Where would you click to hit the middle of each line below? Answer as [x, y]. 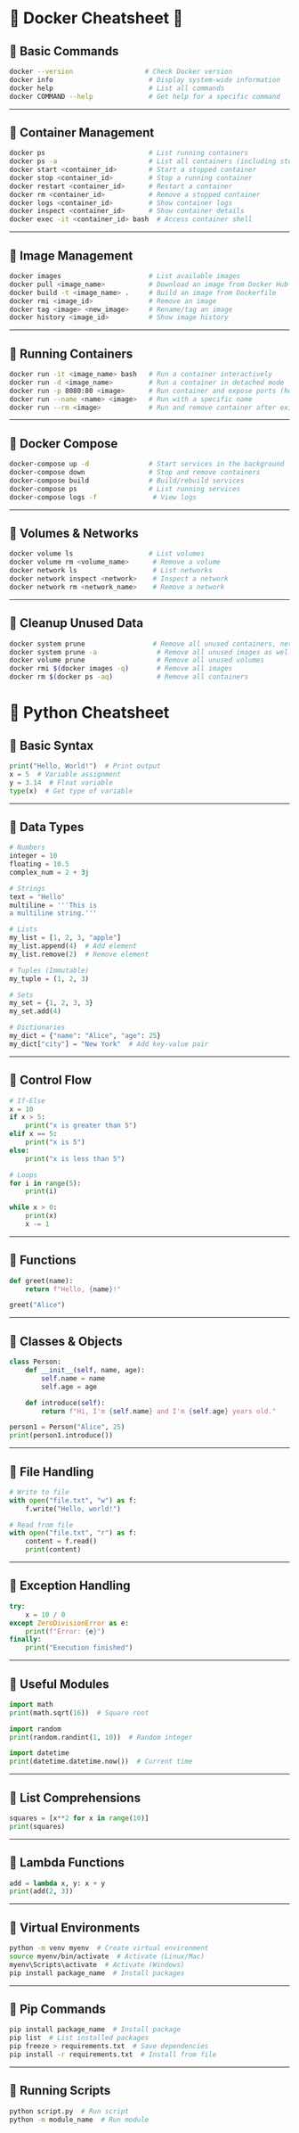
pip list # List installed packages [79, 2038]
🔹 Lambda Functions [67, 1863]
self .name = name [73, 1378]
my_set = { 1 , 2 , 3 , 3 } [51, 1003]
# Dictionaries [37, 1028]
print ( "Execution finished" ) [79, 1648]
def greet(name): [41, 1281]
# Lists [24, 930]
